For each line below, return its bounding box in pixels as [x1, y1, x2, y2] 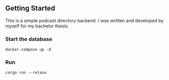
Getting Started [5, 4, 55, 13]
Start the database [5, 35, 52, 43]
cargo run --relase [5, 70, 47, 75]
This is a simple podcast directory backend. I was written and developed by [5, 17, 164, 23]
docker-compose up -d [5, 47, 51, 52]
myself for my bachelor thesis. [5, 23, 69, 29]
